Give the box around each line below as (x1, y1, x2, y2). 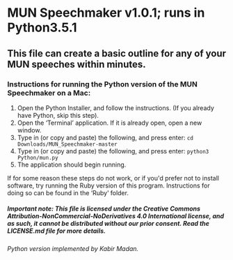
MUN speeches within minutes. (7, 58, 146, 70)
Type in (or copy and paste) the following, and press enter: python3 (17, 146, 209, 155)
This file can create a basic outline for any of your (7, 47, 227, 59)
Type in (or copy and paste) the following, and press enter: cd (17, 133, 193, 142)
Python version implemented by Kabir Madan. (7, 244, 139, 252)
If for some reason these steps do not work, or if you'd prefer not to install (7, 174, 219, 182)
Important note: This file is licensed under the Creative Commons (7, 204, 200, 213)
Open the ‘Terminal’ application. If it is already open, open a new (17, 118, 202, 127)
